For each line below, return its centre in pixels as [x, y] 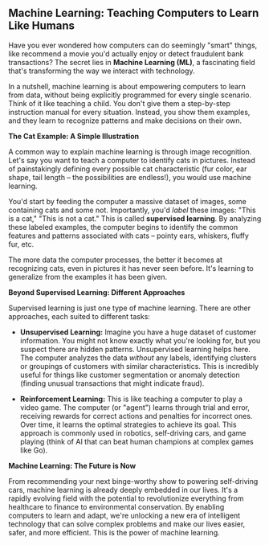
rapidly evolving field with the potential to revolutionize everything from [126, 498]
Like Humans [41, 26]
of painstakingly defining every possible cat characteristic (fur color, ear [128, 169]
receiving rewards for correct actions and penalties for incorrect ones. [136, 416]
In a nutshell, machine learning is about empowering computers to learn [127, 86]
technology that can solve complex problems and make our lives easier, [127, 524]
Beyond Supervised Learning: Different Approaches [97, 292]
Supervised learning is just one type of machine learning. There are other [130, 308]
